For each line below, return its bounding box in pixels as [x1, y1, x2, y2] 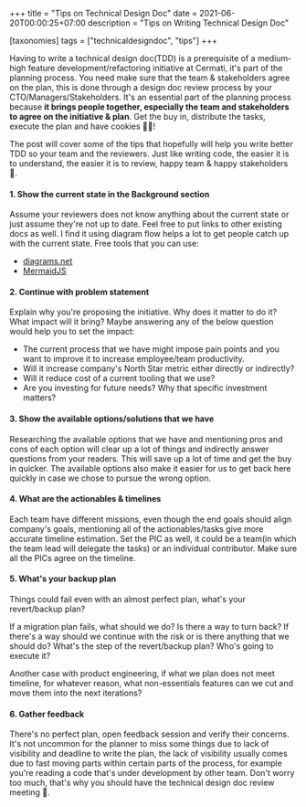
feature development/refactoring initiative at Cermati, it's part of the [27, 63, 283, 73]
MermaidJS [22, 265, 67, 277]
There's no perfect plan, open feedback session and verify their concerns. [9, 728, 290, 739]
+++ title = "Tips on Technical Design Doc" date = [9, 8, 198, 18]
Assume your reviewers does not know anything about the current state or [9, 209, 290, 220]
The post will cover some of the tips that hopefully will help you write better [9, 139, 294, 149]
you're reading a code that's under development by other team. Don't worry [9, 768, 295, 779]
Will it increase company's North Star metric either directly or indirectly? [22, 363, 295, 374]
